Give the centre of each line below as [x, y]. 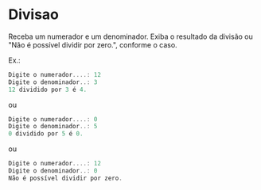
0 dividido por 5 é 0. [46, 134]
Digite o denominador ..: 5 [53, 127]
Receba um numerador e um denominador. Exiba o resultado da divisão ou [130, 36]
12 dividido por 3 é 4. [48, 89]
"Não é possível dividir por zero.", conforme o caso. [93, 44]
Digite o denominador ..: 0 [53, 171]
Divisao [34, 15]
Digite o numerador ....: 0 [53, 119]
